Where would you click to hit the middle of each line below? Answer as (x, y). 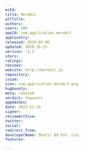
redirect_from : (21, 130)
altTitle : (15, 19)
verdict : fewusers (24, 98)
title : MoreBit (21, 14)
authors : (14, 24)
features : (15, 140)
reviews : (14, 65)
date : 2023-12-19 (23, 107)
